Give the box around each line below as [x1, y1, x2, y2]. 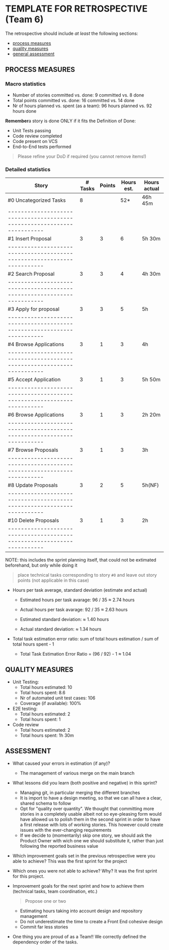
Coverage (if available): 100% [20, 700, 81, 706]
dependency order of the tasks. [12, 939, 78, 945]
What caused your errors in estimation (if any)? [12, 760, 111, 766]
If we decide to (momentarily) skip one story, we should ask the [20, 832, 152, 838]
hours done [12, 108, 37, 114]
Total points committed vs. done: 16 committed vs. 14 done [12, 97, 135, 103]
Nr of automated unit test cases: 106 [20, 695, 96, 701]
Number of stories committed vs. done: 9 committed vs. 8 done [12, 92, 144, 98]
